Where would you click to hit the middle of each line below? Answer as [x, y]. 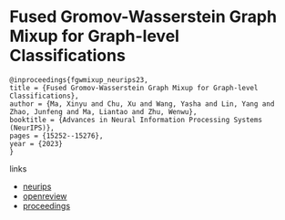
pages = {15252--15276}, [56, 136]
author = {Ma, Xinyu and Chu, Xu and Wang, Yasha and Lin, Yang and [142, 104]
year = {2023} [36, 143]
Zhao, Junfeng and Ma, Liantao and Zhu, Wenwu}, [103, 111]
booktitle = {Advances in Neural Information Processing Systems [136, 120]
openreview [45, 196]
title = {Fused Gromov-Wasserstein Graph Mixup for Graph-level [134, 88]
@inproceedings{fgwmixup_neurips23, [79, 79]
